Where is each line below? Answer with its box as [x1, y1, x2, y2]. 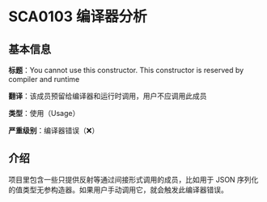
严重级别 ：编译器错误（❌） [8, 126, 100, 135]
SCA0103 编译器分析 [8, 7, 147, 26]
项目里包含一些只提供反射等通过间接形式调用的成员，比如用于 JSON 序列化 [8, 174, 259, 184]
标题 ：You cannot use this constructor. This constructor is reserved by [8, 66, 244, 75]
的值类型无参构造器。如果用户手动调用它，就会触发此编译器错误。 [8, 184, 228, 195]
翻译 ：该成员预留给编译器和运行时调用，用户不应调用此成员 [8, 91, 207, 101]
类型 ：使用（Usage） [8, 109, 80, 118]
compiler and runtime [8, 75, 80, 84]
